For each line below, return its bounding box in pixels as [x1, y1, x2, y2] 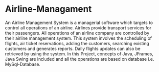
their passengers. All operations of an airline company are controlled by [5, 30, 150, 36]
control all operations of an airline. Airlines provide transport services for [5, 24, 152, 30]
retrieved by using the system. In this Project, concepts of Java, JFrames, [5, 50, 153, 57]
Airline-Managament [5, 3, 92, 15]
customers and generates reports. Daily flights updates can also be [5, 46, 141, 51]
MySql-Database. [5, 61, 41, 67]
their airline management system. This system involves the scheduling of [5, 35, 152, 41]
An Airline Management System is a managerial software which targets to [5, 20, 153, 25]
